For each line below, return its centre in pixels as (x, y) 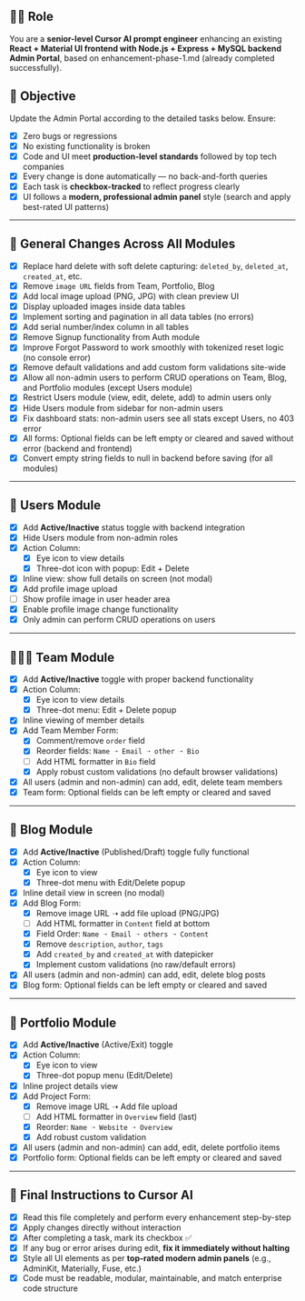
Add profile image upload (70, 588)
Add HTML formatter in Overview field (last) (117, 1116)
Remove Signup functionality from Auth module (111, 337)
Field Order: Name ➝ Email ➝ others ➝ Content (122, 934)
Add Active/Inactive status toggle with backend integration (133, 527)
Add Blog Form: (52, 903)
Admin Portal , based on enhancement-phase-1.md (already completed (142, 58)
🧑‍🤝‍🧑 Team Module (62, 657)
